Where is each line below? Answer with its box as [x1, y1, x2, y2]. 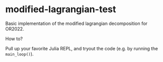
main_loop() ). [5, 51, 34, 57]
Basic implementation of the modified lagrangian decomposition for [5, 20, 148, 26]
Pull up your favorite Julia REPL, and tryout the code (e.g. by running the [5, 45, 158, 51]
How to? [5, 36, 23, 42]
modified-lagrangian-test [5, 4, 116, 15]
